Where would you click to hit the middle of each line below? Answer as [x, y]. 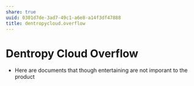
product [24, 77]
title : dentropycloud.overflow [46, 23]
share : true [21, 12]
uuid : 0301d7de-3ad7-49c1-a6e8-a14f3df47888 [63, 18]
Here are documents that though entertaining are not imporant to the [101, 70]
